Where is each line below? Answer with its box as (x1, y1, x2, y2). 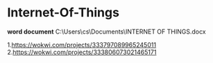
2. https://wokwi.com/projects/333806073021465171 (7, 48, 157, 56)
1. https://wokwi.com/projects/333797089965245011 (7, 40, 157, 49)
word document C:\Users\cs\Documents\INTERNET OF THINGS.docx (7, 27, 206, 36)
